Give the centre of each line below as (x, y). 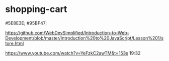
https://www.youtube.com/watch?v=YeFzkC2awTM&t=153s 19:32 (73, 53)
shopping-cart (36, 9)
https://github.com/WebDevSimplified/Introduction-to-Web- (67, 32)
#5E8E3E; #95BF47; (26, 23)
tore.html (15, 43)
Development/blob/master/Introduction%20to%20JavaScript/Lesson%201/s (84, 38)
